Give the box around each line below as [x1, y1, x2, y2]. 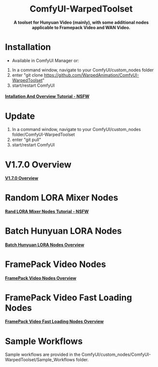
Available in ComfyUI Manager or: [12, 57, 79, 64]
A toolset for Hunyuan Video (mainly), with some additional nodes [14, 19, 149, 25]
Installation [5, 42, 51, 53]
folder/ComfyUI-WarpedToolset [12, 132, 75, 138]
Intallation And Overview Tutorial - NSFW [5, 94, 90, 99]
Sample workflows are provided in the [5, 351, 81, 357]
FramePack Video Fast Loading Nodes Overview [5, 319, 104, 324]
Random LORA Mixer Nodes [5, 192, 118, 203]
